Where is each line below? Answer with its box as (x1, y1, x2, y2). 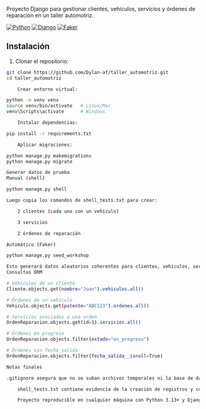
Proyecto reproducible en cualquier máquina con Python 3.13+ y (17, 397, 185, 403)
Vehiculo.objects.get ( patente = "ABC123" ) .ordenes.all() (6, 302, 150, 309)
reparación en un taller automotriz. (6, 12, 94, 19)
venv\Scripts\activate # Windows (6, 108, 105, 115)
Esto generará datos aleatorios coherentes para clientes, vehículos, (6, 263, 191, 270)
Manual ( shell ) (6, 175, 45, 181)
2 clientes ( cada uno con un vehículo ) (17, 208, 120, 214)
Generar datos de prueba (6, 170, 70, 176)
